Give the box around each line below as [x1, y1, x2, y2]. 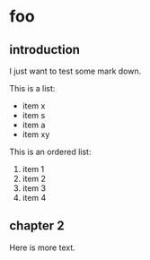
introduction [9, 42, 81, 57]
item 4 [22, 193, 47, 203]
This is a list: [9, 83, 56, 93]
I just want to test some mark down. [9, 65, 142, 76]
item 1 [22, 164, 45, 174]
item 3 [22, 183, 47, 194]
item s [22, 110, 46, 120]
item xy [22, 129, 50, 140]
